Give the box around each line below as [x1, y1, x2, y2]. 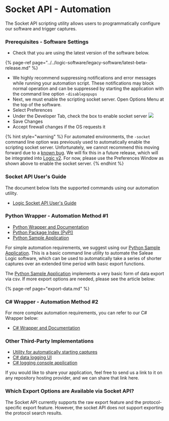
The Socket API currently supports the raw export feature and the [5, 399, 142, 405]
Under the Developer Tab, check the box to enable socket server [12, 113, 147, 119]
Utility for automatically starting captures [12, 349, 97, 355]
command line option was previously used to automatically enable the [5, 139, 150, 145]
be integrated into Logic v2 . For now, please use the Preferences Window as [5, 155, 164, 161]
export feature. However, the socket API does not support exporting [23, 404, 164, 410]
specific [5, 404, 22, 410]
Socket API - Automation [5, 4, 111, 15]
